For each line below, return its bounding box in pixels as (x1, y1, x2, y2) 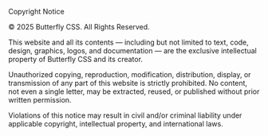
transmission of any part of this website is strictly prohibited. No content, (8, 79, 248, 87)
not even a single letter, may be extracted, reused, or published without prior (8, 87, 260, 96)
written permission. (8, 95, 72, 104)
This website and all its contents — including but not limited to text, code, (8, 37, 249, 47)
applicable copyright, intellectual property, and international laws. (8, 119, 223, 128)
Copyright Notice (8, 7, 65, 16)
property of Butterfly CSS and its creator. (8, 55, 144, 64)
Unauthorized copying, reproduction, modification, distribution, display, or (8, 70, 251, 79)
